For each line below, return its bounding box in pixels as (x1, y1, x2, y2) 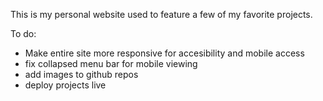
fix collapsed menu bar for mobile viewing (24, 58, 198, 69)
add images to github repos (24, 69, 139, 80)
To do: (10, 28, 37, 39)
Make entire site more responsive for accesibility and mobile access (24, 47, 305, 59)
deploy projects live (24, 79, 107, 91)
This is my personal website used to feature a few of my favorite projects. (10, 9, 313, 20)
